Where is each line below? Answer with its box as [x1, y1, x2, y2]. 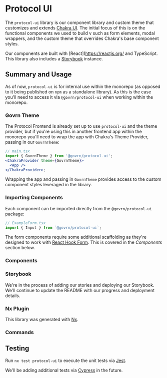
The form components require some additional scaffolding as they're [5, 234, 146, 240]
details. [5, 293, 20, 299]
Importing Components [5, 194, 63, 201]
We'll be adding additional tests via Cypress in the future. [5, 367, 123, 373]
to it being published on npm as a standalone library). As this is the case [5, 88, 151, 95]
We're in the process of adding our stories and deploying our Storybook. [5, 282, 154, 288]
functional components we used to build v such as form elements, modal [5, 30, 155, 36]
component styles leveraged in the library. [5, 182, 92, 188]
